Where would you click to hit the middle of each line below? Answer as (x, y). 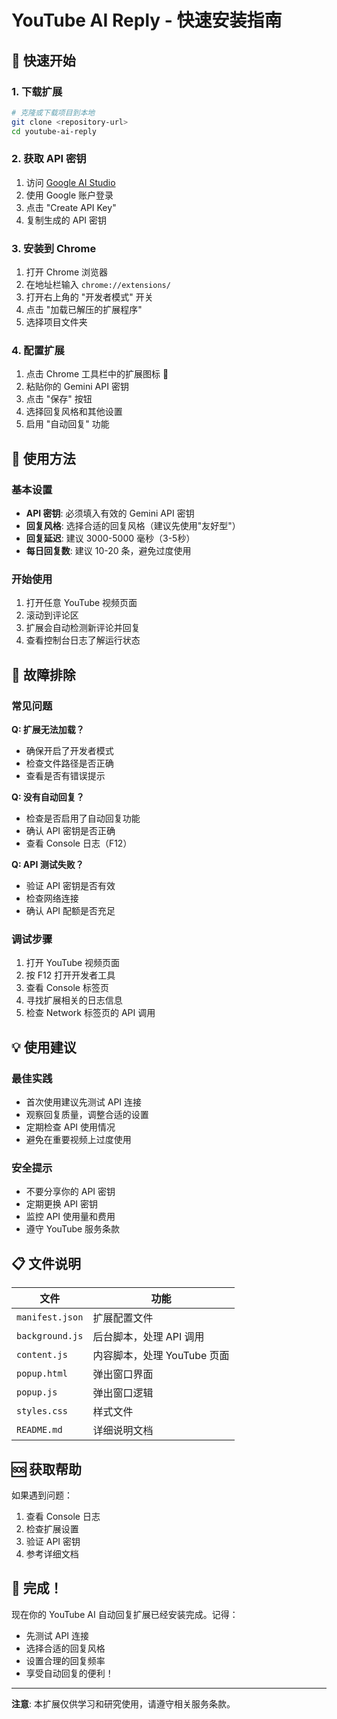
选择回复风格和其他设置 (74, 412)
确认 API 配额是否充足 (70, 911)
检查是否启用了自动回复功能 (83, 818)
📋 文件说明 (46, 1263)
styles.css (42, 1411)
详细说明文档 (123, 1431)
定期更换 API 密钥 (62, 1204)
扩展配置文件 (123, 1318)
